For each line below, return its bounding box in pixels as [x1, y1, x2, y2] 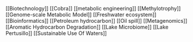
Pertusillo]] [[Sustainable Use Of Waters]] [5, 30, 107, 37]
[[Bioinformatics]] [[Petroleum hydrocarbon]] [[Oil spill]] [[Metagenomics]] [5, 17, 188, 24]
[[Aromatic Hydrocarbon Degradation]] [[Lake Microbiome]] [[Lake [5, 23, 169, 30]
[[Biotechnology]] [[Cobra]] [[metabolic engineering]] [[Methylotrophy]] [5, 5, 181, 12]
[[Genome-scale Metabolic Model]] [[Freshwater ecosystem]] [5, 11, 157, 18]
